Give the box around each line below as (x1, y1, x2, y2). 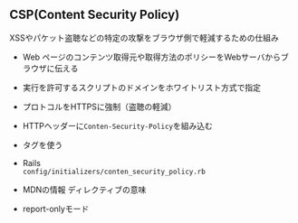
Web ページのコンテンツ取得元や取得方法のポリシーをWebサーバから (22, 51, 281, 62)
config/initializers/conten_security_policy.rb (22, 167, 206, 176)
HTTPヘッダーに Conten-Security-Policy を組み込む (22, 120, 213, 131)
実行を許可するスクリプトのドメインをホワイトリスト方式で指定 (22, 81, 261, 93)
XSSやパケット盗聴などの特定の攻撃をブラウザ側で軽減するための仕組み (9, 32, 279, 43)
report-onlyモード (22, 203, 90, 214)
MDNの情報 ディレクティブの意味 (22, 184, 147, 195)
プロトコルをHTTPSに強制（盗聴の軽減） (22, 101, 177, 112)
